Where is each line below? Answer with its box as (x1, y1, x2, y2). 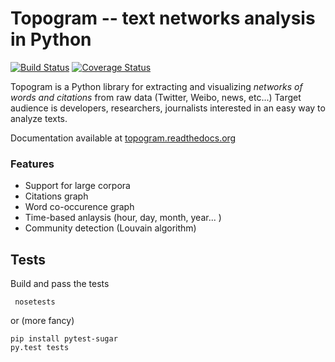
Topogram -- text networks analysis (10, 7, 316, 30)
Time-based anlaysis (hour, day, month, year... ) (24, 212, 222, 224)
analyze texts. (10, 112, 68, 124)
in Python (10, 28, 92, 51)
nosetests (14, 297, 56, 307)
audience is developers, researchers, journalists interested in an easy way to (10, 102, 326, 114)
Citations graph (24, 190, 89, 202)
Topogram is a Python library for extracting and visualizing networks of (10, 80, 303, 92)
